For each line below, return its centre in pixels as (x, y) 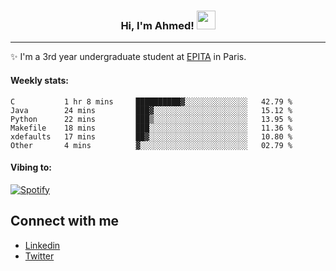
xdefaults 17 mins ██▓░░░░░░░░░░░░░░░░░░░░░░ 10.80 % (151, 136)
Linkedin (42, 245)
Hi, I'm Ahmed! (157, 25)
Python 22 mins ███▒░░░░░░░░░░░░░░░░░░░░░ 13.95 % (151, 119)
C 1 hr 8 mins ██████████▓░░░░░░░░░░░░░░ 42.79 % (151, 101)
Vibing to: (31, 167)
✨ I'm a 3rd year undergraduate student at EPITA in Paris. (128, 57)
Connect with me (65, 221)
